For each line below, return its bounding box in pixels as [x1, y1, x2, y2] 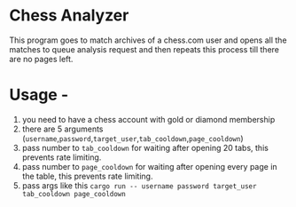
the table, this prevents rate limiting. [21, 171, 153, 181]
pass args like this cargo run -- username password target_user [21, 179, 257, 191]
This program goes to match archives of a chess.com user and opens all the [9, 35, 287, 45]
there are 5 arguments [21, 123, 104, 134]
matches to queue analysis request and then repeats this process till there [9, 44, 279, 54]
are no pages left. [9, 53, 74, 64]
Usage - [9, 85, 69, 105]
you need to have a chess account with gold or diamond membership [21, 114, 276, 124]
